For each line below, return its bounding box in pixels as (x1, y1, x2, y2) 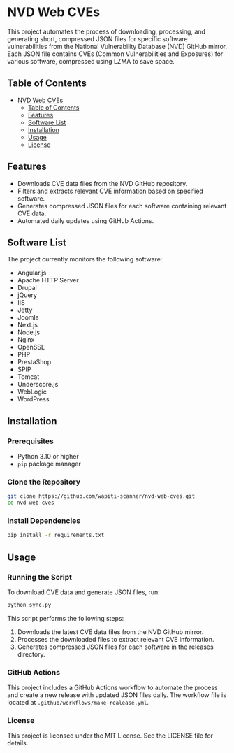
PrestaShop (17, 358, 52, 366)
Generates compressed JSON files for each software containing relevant (17, 201, 227, 210)
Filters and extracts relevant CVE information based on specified (17, 187, 204, 195)
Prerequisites (7, 436, 54, 446)
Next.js (17, 321, 38, 329)
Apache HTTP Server (17, 276, 79, 285)
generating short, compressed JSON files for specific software (7, 34, 188, 43)
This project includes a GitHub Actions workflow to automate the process (7, 683, 218, 692)
